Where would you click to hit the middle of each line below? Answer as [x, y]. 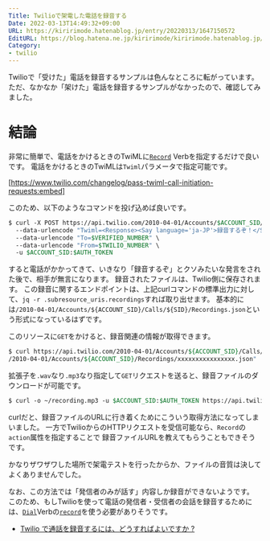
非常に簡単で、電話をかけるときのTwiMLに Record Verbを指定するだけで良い [134, 156]
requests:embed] [37, 191]
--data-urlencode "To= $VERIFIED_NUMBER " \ [88, 238]
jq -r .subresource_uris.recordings [83, 300]
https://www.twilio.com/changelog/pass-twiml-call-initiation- [112, 182]
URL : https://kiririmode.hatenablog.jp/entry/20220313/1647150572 [122, 31]
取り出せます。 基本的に [205, 299]
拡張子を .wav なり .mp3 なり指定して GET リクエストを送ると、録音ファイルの [130, 375]
